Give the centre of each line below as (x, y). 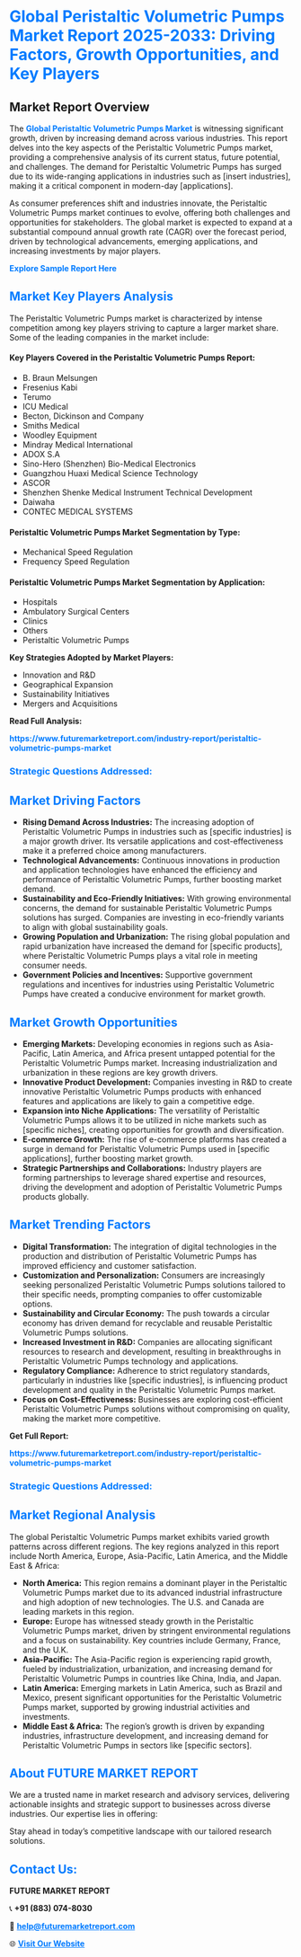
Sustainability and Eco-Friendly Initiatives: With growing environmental (157, 899)
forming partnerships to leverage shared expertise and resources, (144, 1177)
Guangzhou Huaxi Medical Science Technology (110, 474)
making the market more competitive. (92, 1418)
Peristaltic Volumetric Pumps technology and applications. (130, 1361)
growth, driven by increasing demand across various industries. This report (149, 138)
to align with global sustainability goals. (95, 927)
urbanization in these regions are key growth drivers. (120, 1072)
